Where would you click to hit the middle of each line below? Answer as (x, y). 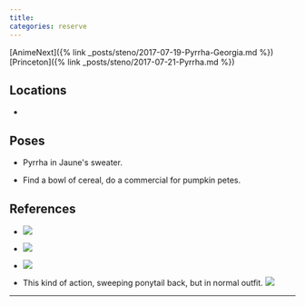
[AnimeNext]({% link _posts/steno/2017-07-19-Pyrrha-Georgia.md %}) (142, 52)
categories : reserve (49, 26)
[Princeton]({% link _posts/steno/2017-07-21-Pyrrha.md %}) (122, 62)
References (43, 208)
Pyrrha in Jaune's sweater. (72, 163)
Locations (38, 90)
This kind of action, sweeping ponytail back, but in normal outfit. (143, 282)
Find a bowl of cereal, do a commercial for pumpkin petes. (132, 180)
